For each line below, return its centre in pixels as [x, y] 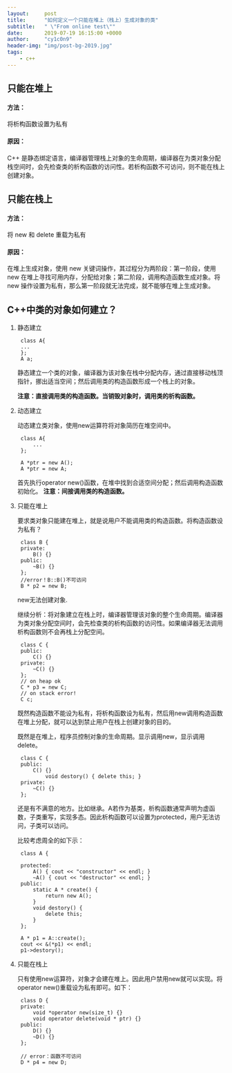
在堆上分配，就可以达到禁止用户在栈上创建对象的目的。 [96, 722]
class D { [35, 1001]
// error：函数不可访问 [51, 1056]
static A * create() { [65, 890]
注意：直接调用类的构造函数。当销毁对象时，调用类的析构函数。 [108, 396]
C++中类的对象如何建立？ [62, 310]
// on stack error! [48, 694]
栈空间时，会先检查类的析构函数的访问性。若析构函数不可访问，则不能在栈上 [116, 166]
